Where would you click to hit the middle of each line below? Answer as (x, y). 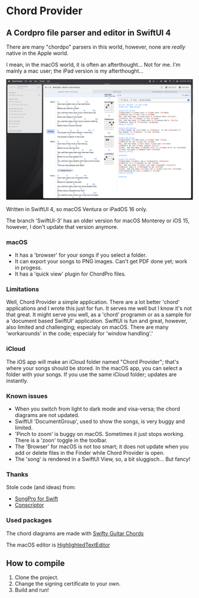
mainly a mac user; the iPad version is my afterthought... (75, 71)
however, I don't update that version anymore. (62, 227)
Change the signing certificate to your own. (68, 584)
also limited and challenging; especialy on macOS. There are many (87, 327)
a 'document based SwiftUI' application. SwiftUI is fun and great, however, (97, 321)
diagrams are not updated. (47, 415)
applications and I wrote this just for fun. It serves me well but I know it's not (99, 308)
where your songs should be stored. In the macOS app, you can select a (94, 368)
